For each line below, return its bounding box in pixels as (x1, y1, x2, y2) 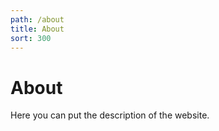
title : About (10, 24, 65, 34)
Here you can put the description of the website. (10, 109, 210, 121)
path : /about (10, 14, 65, 25)
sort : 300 (10, 33, 52, 43)
